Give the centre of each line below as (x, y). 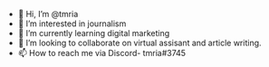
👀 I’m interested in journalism (72, 24)
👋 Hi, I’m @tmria (48, 14)
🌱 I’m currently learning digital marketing (94, 33)
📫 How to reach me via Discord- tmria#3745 (102, 53)
